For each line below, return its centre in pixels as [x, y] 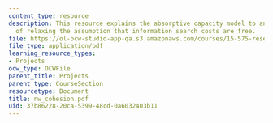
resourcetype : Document [49, 91]
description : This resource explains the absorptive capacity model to [132, 23]
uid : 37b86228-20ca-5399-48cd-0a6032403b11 [83, 106]
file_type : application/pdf [56, 46]
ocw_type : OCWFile [39, 69]
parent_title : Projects [49, 76]
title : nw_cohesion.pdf [49, 99]
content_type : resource [49, 16]
